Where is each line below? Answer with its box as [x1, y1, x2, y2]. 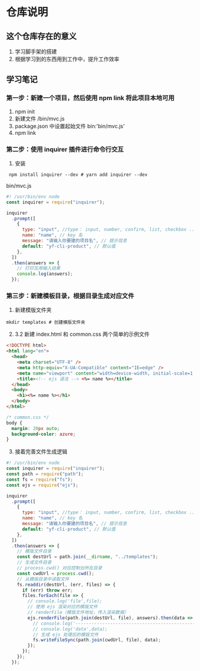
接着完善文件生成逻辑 [14, 448, 67, 455]
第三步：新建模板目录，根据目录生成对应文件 [6, 292, 135, 300]
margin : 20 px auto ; [11, 425, 60, 431]
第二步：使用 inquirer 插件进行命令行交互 [6, 145, 124, 153]
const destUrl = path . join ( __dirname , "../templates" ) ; [17, 554, 159, 560]
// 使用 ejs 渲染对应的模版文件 [27, 604, 98, 610]
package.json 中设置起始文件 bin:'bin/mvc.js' [14, 122, 125, 129]
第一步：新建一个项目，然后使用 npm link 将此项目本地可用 [6, 94, 174, 102]
